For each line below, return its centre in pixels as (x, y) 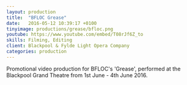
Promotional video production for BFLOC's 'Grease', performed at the (94, 69)
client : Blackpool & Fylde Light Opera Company (68, 46)
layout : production (31, 12)
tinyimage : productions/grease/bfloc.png (60, 29)
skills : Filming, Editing (39, 40)
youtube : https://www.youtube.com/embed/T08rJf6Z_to (75, 35)
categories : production (37, 52)
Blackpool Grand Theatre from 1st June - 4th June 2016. (77, 75)
